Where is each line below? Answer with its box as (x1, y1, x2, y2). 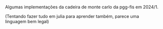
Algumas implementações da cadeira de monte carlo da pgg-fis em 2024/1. (5, 4, 159, 10)
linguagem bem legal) (5, 19, 49, 24)
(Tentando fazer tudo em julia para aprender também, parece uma (5, 14, 139, 19)
